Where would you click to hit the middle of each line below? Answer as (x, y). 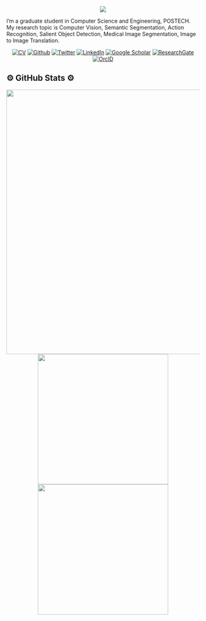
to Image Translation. (33, 40)
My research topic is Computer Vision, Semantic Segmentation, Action (95, 27)
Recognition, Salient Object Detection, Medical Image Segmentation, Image (101, 34)
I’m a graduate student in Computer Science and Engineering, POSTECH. (99, 21)
